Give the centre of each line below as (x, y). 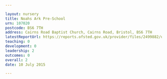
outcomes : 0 (17, 55)
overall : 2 (16, 60)
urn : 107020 (17, 23)
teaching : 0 (17, 42)
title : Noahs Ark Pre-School (35, 19)
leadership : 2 (20, 51)
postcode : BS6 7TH (24, 28)
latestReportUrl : (23, 37)
